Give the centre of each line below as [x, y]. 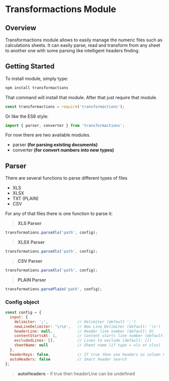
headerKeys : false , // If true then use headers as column [85, 354]
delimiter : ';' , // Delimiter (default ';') [75, 322]
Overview [21, 28]
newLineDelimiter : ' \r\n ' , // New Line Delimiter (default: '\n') [88, 326]
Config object [22, 302]
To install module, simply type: [37, 79]
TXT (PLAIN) [25, 199]
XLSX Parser [31, 242]
